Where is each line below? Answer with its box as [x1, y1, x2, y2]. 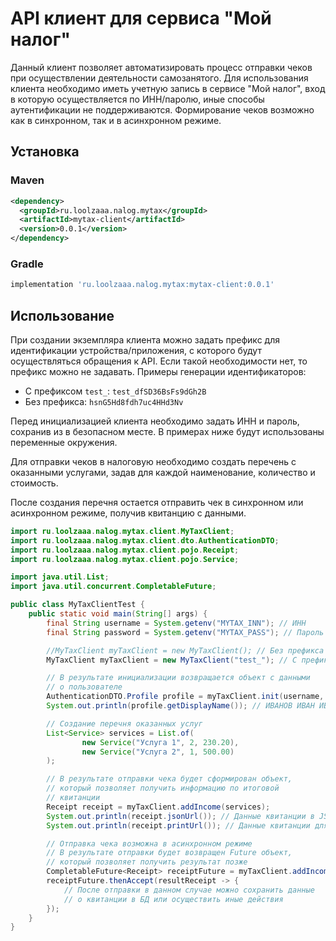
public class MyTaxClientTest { [10, 600, 145, 610]
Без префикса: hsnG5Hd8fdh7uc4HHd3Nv [24, 395, 184, 407]
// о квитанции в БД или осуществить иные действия [63, 894, 284, 904]
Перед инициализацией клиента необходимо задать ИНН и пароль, [10, 415, 300, 427]
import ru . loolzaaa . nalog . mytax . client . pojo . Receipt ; [10, 545, 240, 555]
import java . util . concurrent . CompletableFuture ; [10, 582, 217, 592]
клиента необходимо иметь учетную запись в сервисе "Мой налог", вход [10, 82, 326, 94]
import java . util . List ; [10, 572, 110, 582]
